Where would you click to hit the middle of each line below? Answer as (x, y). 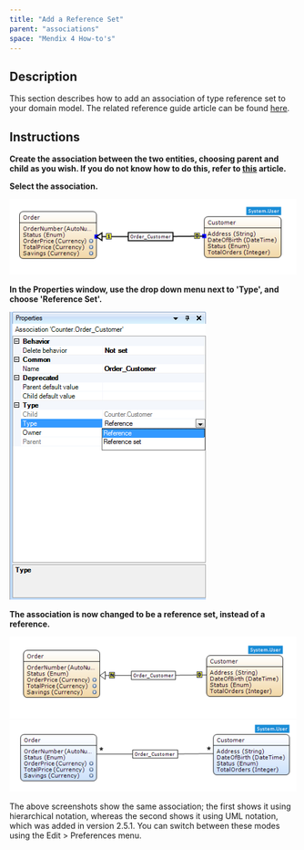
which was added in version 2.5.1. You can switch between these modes (145, 826)
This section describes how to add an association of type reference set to (148, 98)
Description (43, 76)
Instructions (45, 137)
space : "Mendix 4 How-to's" (63, 38)
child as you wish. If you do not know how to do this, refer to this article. (148, 168)
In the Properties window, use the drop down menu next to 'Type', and (144, 290)
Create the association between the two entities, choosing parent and (144, 159)
